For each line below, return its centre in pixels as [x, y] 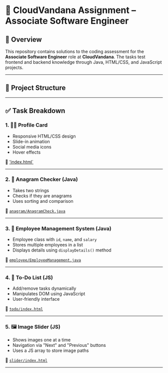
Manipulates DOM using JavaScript [49, 294]
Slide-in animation [31, 141]
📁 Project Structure [35, 88]
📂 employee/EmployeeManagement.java [43, 260]
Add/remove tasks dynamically [44, 289]
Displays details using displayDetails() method [62, 250]
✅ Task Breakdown [35, 111]
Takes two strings [30, 190]
